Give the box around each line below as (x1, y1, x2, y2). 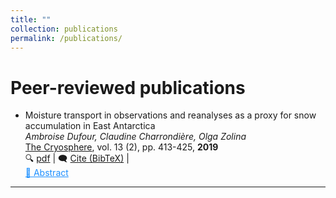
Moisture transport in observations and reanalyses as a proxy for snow (24, 109, 317, 121)
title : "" (10, 14, 52, 25)
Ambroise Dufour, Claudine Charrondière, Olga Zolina (24, 131, 247, 143)
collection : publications (10, 24, 118, 34)
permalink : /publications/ (10, 33, 123, 43)
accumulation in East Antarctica (24, 120, 156, 132)
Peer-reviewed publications (10, 76, 246, 99)
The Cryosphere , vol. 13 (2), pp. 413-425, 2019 (24, 141, 219, 153)
